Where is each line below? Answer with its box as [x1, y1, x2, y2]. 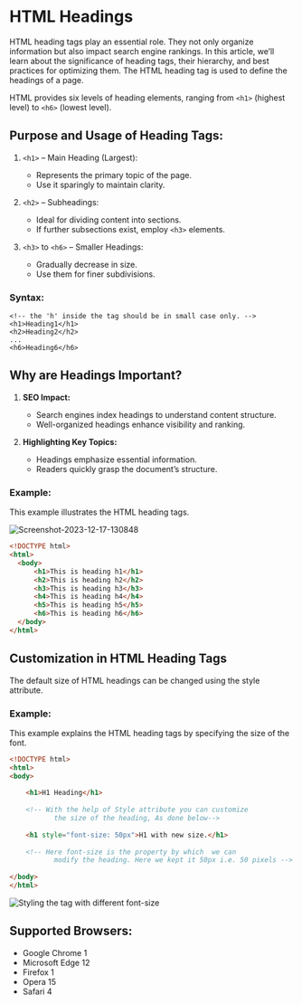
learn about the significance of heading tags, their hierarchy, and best [9, 55, 269, 66]
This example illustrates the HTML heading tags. [9, 507, 190, 517]
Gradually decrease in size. [35, 259, 138, 270]
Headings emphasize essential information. [35, 454, 197, 465]
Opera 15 [22, 976, 57, 987]
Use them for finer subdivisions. [35, 269, 156, 279]
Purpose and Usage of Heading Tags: [9, 128, 224, 144]
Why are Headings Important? [9, 368, 183, 384]
